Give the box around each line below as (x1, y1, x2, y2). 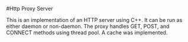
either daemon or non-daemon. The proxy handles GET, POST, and (6, 23, 170, 30)
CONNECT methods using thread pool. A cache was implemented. (6, 29, 168, 36)
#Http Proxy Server (6, 5, 53, 12)
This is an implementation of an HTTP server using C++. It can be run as (6, 17, 183, 23)
